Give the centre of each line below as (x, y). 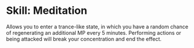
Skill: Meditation (47, 11)
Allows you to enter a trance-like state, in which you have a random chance (97, 27)
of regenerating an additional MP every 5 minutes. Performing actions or (94, 32)
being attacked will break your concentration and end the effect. (84, 39)
